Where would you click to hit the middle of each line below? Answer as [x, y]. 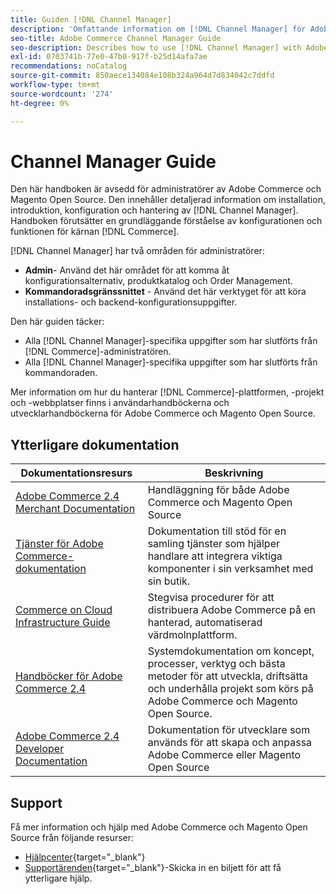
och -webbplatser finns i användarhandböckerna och [120, 403]
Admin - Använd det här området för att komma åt [127, 270]
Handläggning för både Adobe [218, 490]
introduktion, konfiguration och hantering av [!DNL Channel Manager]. [154, 210]
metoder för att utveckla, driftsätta [227, 676]
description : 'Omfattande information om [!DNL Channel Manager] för [158, 29]
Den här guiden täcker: [57, 322]
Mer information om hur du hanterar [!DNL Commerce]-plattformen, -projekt [167, 392]
